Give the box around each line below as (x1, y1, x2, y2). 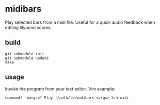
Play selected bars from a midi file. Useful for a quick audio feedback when (5, 19, 155, 25)
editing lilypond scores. (5, 24, 52, 30)
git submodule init (5, 51, 45, 56)
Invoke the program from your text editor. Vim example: (5, 86, 115, 91)
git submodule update (5, 56, 49, 60)
